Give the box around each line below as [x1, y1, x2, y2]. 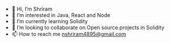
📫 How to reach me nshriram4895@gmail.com [11, 31, 126, 37]
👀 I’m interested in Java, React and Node [11, 12, 111, 19]
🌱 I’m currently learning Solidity [11, 18, 88, 24]
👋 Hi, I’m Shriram [11, 6, 53, 12]
